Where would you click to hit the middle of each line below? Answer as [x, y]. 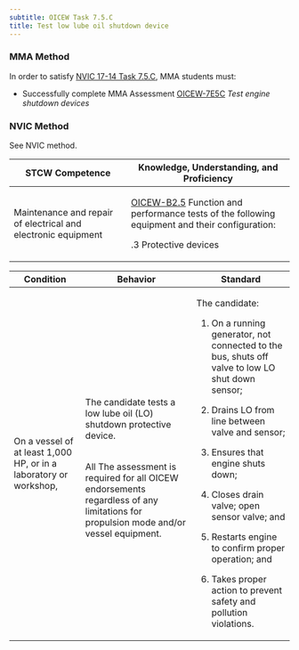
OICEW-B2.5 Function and [186, 203]
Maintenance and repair [64, 213]
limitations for [113, 511]
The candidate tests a [130, 402]
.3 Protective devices [175, 245]
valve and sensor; [248, 433]
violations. [233, 624]
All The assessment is [130, 467]
